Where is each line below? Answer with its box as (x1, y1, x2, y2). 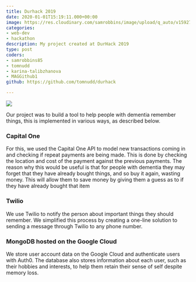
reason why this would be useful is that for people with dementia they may (6, 164, 185, 171)
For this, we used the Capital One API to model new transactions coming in (6, 145, 185, 152)
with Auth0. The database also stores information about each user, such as (6, 256, 187, 263)
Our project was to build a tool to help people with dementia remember (6, 112, 176, 118)
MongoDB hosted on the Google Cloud (6, 237, 117, 245)
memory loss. (6, 269, 39, 276)
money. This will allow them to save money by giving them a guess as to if (6, 176, 184, 183)
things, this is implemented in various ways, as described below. (6, 117, 160, 124)
